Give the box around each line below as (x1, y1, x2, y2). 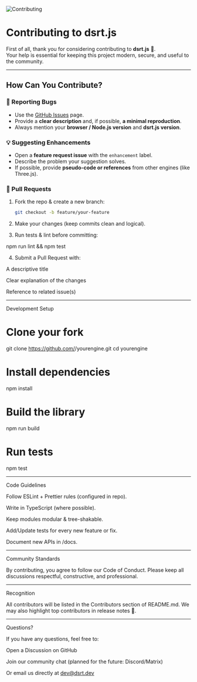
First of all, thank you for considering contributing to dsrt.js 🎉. (6, 45, 156, 52)
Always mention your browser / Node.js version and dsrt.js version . (14, 124, 181, 131)
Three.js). (14, 170, 38, 177)
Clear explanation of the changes (6, 277, 87, 284)
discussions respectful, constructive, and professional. (6, 572, 138, 579)
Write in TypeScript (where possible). (6, 504, 96, 511)
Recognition (6, 589, 35, 596)
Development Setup (6, 305, 54, 312)
